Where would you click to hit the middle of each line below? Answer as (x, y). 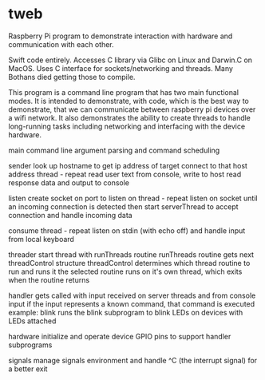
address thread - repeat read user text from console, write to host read (125, 174)
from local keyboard (41, 239)
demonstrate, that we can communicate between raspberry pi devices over (132, 109)
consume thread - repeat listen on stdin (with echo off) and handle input (127, 230)
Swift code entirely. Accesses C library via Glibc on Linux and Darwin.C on (131, 60)
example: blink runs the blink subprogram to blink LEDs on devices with (126, 312)
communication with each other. (61, 44)
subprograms (30, 345)
